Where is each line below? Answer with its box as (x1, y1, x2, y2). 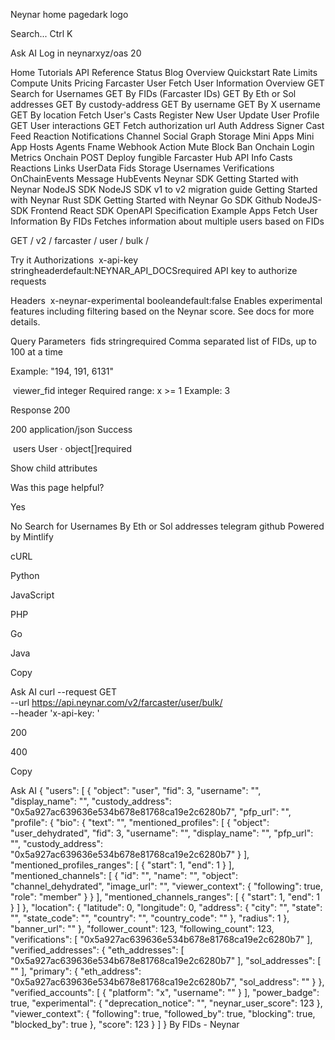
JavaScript (10, 589, 55, 601)
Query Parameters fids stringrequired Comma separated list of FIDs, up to (10, 335, 317, 347)
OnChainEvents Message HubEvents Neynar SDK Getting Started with (10, 173, 299, 184)
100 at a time (10, 346, 63, 358)
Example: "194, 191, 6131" (10, 365, 114, 377)
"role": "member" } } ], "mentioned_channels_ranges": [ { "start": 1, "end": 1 (10, 891, 320, 903)
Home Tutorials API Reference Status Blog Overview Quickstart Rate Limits (10, 67, 318, 78)
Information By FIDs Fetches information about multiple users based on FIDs (10, 215, 325, 227)
